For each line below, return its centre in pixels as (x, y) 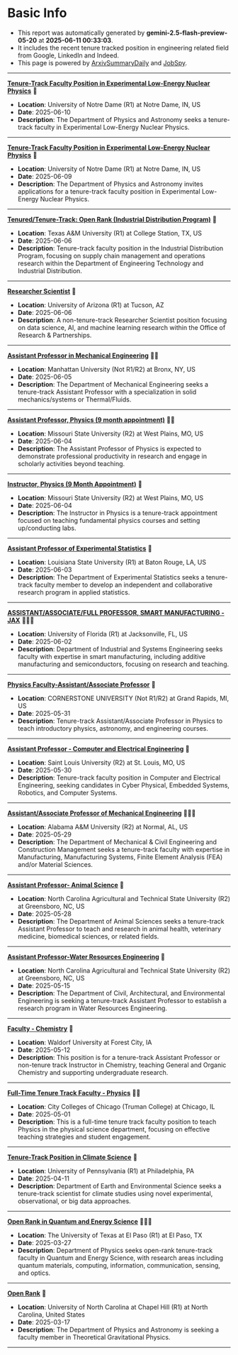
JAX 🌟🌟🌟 (21, 620)
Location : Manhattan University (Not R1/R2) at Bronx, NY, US (107, 369)
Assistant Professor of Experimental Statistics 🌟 (80, 548)
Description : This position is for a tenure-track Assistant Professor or (119, 1057)
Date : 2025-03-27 (44, 1242)
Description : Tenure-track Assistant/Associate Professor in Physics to (120, 721)
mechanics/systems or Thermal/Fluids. (74, 399)
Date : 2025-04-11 (43, 1178)
